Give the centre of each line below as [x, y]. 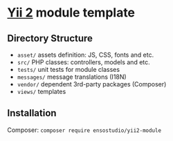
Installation [32, 113]
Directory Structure [50, 38]
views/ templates [42, 92]
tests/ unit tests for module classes [68, 69]
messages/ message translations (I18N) [72, 77]
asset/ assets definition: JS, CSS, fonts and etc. [85, 55]
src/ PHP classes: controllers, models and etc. [83, 62]
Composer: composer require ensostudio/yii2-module [84, 130]
